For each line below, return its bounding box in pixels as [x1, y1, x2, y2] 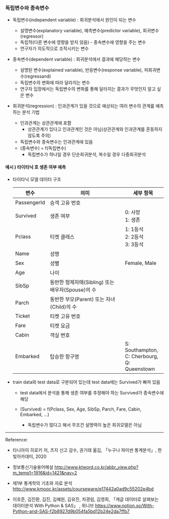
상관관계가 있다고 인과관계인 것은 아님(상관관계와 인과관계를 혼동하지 [27, 126, 162, 132]
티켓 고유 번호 [50, 313, 81, 320]
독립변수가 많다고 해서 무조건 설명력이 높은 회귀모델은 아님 [27, 422, 142, 428]
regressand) [26, 73, 51, 79]
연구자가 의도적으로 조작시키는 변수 [20, 45, 89, 51]
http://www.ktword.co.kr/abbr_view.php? [54, 464, 139, 470]
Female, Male [125, 259, 157, 266]
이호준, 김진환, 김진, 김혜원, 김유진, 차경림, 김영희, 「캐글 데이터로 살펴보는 [12, 496, 159, 502]
